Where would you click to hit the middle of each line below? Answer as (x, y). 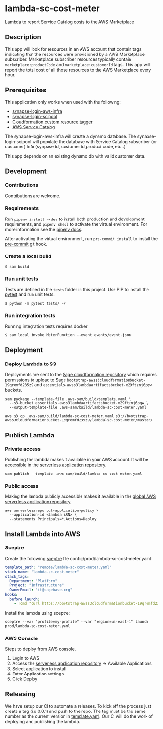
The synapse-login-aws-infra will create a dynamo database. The (71, 136)
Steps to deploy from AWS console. (41, 649)
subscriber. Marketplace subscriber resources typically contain (68, 59)
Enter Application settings (38, 674)
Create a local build (28, 256)
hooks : (12, 595)
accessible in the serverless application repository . (56, 465)
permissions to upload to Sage (36, 380)
